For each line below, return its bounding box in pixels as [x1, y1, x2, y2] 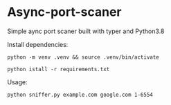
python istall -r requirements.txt [7, 66, 110, 73]
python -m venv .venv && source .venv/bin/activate [7, 53, 159, 61]
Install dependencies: [7, 40, 69, 48]
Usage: [7, 77, 28, 86]
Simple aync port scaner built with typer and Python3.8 [7, 27, 165, 35]
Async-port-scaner [7, 4, 122, 20]
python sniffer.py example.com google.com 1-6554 [7, 91, 154, 98]
